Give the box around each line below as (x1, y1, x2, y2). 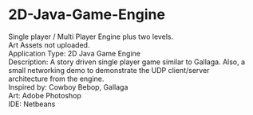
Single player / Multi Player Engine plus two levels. (8, 32, 174, 41)
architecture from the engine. (8, 74, 105, 83)
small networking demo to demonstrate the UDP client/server (8, 65, 210, 75)
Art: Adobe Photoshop (8, 90, 82, 100)
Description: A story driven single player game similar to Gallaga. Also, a (8, 57, 246, 67)
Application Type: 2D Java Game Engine (8, 48, 141, 58)
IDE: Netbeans (8, 99, 56, 109)
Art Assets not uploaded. (8, 40, 90, 49)
